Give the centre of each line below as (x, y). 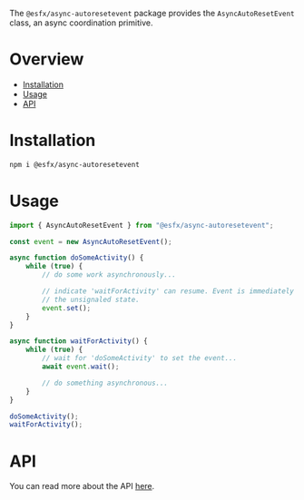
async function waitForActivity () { (78, 341)
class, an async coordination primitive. (81, 23)
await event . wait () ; (81, 367)
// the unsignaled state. (91, 299)
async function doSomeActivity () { (77, 258)
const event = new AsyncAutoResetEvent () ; (91, 241)
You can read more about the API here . (82, 486)
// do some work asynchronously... (109, 275)
